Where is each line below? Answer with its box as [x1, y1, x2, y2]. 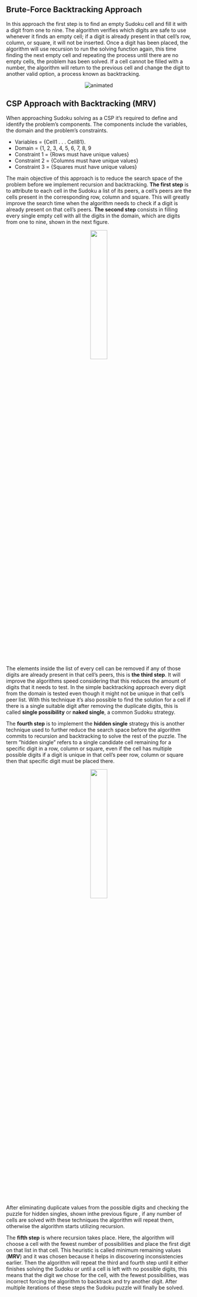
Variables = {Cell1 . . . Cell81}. [14, 138, 86, 145]
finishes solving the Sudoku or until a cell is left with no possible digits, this [6, 1265, 188, 1272]
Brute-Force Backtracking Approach [6, 5, 142, 15]
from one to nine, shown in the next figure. [6, 218, 109, 225]
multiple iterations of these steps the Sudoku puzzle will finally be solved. [6, 1284, 184, 1291]
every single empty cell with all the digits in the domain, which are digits [6, 212, 181, 219]
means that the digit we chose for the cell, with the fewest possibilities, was [6, 1271, 189, 1278]
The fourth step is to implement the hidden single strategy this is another [6, 720, 185, 727]
